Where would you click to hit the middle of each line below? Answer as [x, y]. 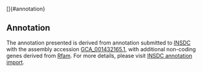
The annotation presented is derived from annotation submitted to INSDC [99, 43]
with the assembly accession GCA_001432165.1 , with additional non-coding [101, 49]
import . [15, 62]
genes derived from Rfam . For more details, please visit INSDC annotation [99, 56]
